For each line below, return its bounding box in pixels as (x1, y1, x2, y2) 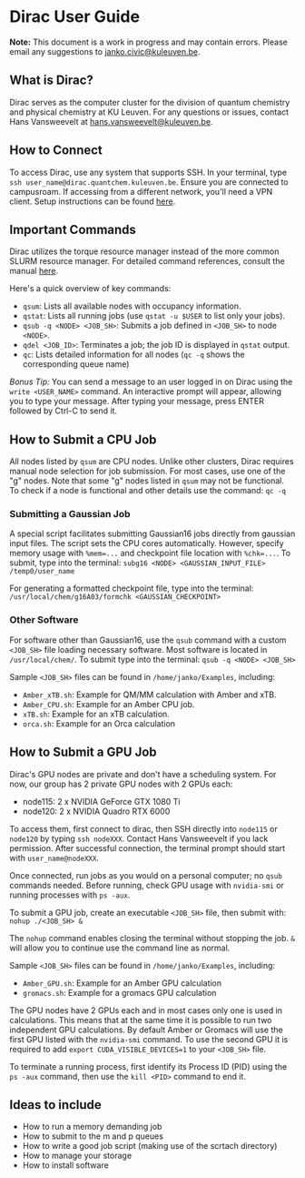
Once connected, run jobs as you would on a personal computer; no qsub (9, 869, 283, 880)
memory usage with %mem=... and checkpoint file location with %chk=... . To (9, 548, 291, 559)
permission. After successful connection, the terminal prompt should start (9, 842, 286, 853)
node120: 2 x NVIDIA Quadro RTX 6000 (22, 806, 171, 817)
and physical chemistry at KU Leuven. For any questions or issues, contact (9, 107, 289, 117)
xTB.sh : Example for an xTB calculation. (22, 708, 170, 719)
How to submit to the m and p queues (22, 1131, 163, 1142)
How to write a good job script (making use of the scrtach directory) (22, 1141, 278, 1152)
